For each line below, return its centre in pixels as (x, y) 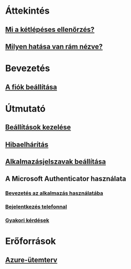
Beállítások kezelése (38, 127)
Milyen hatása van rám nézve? (54, 46)
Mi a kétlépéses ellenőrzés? (50, 30)
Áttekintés (27, 11)
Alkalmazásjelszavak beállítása (56, 162)
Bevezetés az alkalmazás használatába (54, 193)
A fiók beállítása (31, 87)
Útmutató (25, 108)
